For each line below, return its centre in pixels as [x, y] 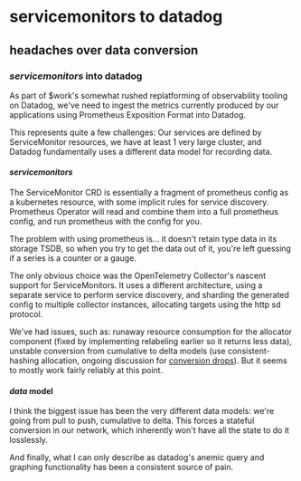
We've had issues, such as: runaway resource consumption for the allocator [150, 332]
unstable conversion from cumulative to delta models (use [118, 351]
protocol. [26, 314]
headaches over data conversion [104, 50]
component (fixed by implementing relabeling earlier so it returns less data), [150, 342]
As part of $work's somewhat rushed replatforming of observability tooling [149, 95]
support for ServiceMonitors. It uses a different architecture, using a [136, 285]
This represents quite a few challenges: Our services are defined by [136, 132]
